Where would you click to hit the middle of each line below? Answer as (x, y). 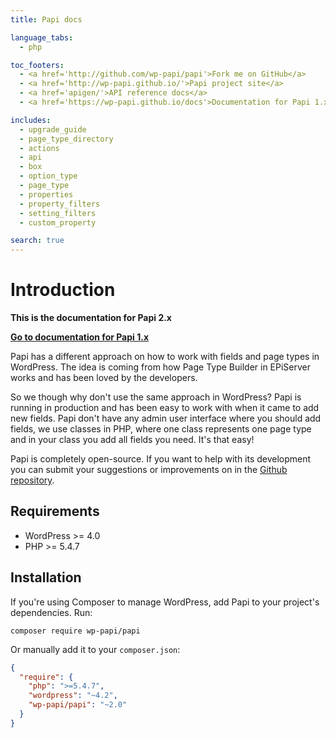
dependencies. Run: (51, 612)
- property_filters (60, 204)
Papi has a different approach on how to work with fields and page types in (165, 357)
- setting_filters (58, 213)
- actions (39, 148)
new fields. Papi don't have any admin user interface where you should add (166, 418)
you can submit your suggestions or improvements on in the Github (149, 470)
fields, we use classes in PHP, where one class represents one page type (161, 429)
